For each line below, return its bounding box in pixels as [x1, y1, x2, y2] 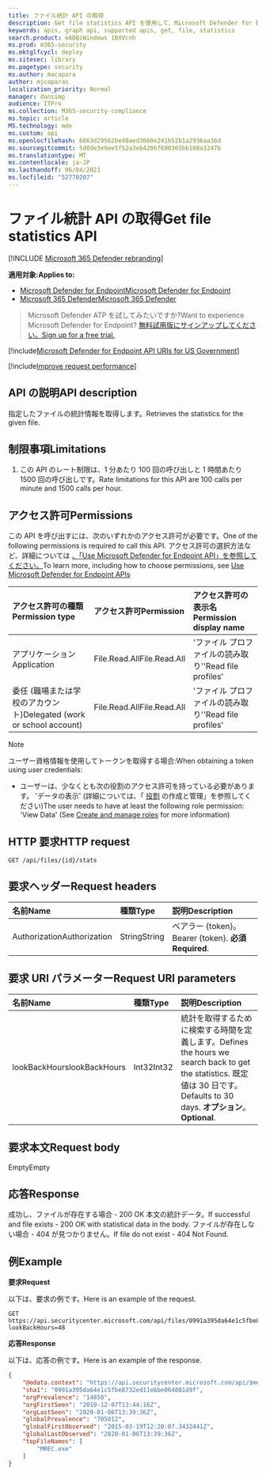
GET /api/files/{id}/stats [8, 856, 97, 865]
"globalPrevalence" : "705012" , [22, 1416, 126, 1424]
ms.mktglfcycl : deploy [8, 48, 83, 56]
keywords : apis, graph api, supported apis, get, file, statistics [8, 26, 236, 34]
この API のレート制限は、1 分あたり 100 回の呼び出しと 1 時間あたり [19, 464, 243, 475]
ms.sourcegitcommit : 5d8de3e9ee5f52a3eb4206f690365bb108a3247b [8, 144, 222, 152]
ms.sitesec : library [8, 56, 77, 64]
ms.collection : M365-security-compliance [8, 108, 147, 116]
